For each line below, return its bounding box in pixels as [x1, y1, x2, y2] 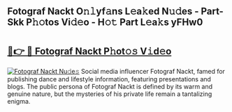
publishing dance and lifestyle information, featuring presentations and [7, 75, 212, 83]
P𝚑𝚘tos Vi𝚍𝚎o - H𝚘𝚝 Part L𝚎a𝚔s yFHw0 [26, 17, 203, 29]
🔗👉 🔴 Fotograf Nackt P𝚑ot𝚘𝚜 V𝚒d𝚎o [7, 45, 172, 57]
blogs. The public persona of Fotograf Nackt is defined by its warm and [7, 83, 213, 90]
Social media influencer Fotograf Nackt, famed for [81, 67, 226, 75]
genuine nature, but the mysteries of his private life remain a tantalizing [7, 90, 212, 98]
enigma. [7, 97, 31, 105]
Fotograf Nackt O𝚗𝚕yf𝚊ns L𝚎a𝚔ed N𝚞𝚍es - [7, 6, 199, 17]
